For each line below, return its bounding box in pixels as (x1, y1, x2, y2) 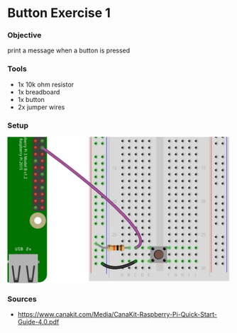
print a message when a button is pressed (7, 46, 131, 55)
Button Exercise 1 (7, 5, 111, 21)
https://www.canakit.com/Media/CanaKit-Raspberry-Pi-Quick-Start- (17, 310, 218, 319)
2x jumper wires (17, 103, 65, 111)
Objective (7, 30, 42, 40)
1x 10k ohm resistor (17, 80, 75, 89)
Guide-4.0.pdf (17, 317, 60, 327)
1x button (17, 95, 45, 103)
